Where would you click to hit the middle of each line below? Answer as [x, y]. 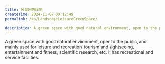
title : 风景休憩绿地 [24, 10]
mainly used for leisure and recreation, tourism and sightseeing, [69, 47]
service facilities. [22, 58]
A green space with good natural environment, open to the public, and [76, 42]
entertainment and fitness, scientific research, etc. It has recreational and [79, 52]
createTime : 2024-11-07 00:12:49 [39, 14]
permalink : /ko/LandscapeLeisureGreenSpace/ [51, 19]
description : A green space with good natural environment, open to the [81, 28]
